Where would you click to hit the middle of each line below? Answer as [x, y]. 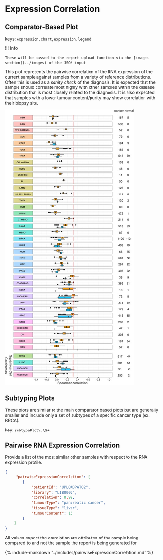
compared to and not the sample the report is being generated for [71, 543]
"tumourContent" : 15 [52, 513]
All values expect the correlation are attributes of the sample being [72, 538]
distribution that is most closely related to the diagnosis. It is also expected [80, 92]
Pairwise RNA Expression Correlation [63, 445]
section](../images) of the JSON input [45, 63]
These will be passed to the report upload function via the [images [77, 58]
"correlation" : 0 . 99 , [53, 497]
